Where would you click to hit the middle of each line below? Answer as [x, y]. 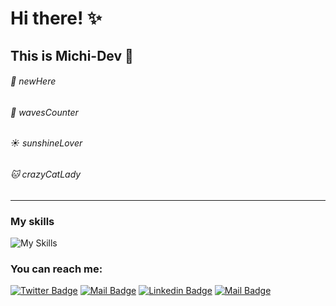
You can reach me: [56, 269]
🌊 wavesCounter [44, 112]
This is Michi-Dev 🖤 [72, 55]
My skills [32, 221]
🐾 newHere [33, 81]
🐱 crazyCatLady [46, 174]
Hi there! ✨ [56, 18]
